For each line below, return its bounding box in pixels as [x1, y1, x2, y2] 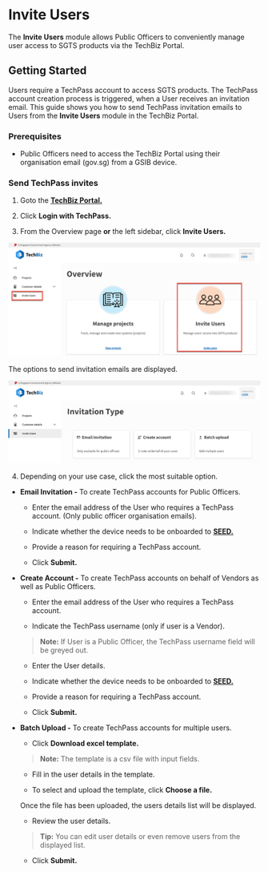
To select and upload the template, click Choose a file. [31, 785, 213, 794]
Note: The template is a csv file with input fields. [39, 753, 200, 763]
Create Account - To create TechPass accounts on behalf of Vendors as [19, 573, 259, 583]
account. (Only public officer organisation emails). [31, 511, 198, 520]
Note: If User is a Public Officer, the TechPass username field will [39, 636, 256, 646]
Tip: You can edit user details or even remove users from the [39, 831, 241, 841]
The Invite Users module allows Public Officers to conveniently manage [8, 32, 246, 42]
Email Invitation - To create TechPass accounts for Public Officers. [19, 486, 242, 496]
